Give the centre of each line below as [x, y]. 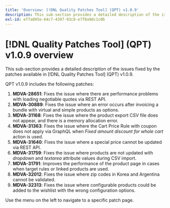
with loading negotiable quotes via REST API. [59, 99]
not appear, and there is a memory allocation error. [66, 121]
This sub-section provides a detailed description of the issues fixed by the [83, 69]
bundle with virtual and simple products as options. [66, 110]
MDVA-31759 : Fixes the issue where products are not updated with [83, 153]
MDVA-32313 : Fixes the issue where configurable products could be [84, 185]
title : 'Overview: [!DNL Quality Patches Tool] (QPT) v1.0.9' [72, 10]
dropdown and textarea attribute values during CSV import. [74, 158]
